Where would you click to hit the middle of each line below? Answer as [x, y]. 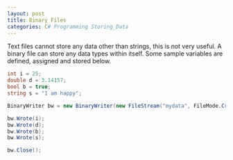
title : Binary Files [37, 20]
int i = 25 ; [24, 74]
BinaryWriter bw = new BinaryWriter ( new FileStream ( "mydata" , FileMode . [114, 106]
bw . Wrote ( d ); [26, 125]
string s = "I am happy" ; [44, 93]
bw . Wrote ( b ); [26, 131]
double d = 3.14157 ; [37, 81]
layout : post [26, 14]
